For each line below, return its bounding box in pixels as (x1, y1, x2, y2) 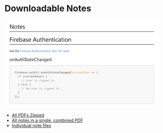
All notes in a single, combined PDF (11, 117, 84, 123)
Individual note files (11, 122, 51, 128)
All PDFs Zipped (11, 112, 45, 118)
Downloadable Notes (4, 3, 92, 14)
